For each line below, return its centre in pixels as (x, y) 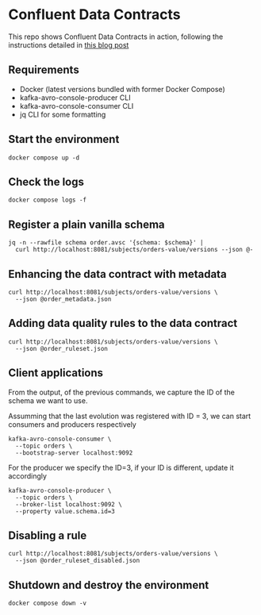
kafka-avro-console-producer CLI (75, 98)
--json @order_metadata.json (63, 299)
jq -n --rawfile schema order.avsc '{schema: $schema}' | (106, 243)
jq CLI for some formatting (63, 114)
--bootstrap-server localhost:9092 (74, 453)
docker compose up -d (44, 158)
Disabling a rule (48, 536)
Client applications (56, 373)
